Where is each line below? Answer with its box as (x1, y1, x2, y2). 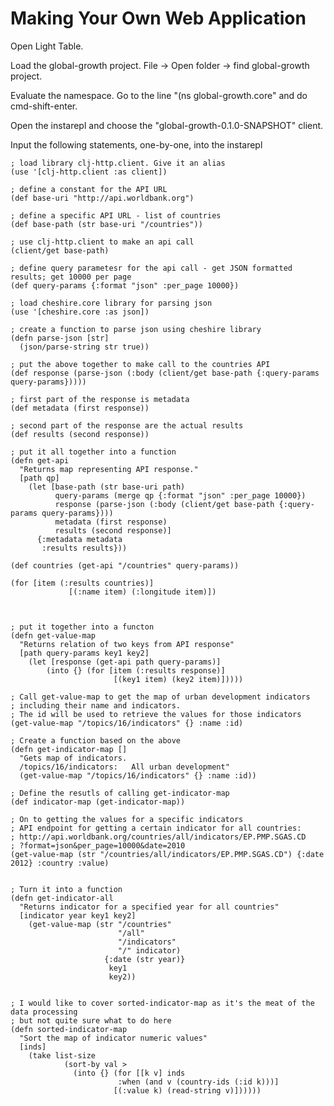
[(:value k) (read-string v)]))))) (113, 1085, 262, 1096)
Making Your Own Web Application (10, 7, 307, 30)
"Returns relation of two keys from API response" (19, 639, 235, 649)
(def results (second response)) (10, 429, 150, 439)
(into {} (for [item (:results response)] (46, 665, 226, 676)
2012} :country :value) (10, 858, 110, 868)
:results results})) (41, 543, 128, 553)
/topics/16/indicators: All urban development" (19, 762, 230, 772)
